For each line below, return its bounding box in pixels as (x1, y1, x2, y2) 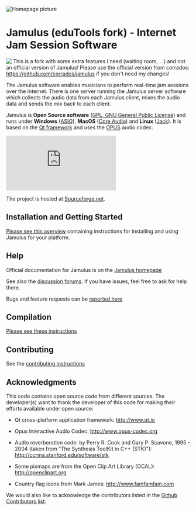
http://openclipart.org (14, 469, 67, 476)
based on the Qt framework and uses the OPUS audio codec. (6, 123, 153, 131)
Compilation (6, 312, 51, 322)
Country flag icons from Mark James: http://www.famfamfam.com (14, 480, 174, 487)
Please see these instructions (6, 328, 77, 335)
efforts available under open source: (6, 405, 94, 412)
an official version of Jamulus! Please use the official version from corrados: (6, 64, 190, 71)
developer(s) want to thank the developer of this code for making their (6, 399, 176, 406)
